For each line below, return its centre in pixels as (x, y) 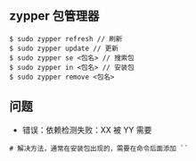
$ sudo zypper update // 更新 (64, 48)
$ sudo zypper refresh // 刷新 (66, 38)
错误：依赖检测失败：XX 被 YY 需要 (87, 130)
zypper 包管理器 (54, 16)
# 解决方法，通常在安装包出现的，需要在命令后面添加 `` (99, 148)
